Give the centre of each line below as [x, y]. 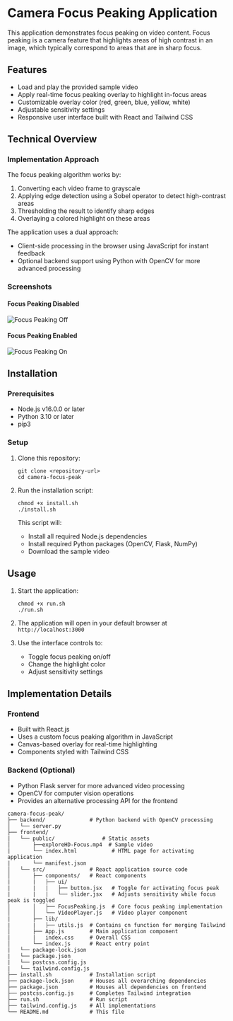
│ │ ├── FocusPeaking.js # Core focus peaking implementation [115, 906]
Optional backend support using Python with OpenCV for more [109, 261]
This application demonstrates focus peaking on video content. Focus [109, 33]
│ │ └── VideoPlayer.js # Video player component [98, 913]
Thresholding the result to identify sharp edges [86, 211]
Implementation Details [60, 694]
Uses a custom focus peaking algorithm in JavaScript [95, 737]
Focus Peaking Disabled [43, 304]
